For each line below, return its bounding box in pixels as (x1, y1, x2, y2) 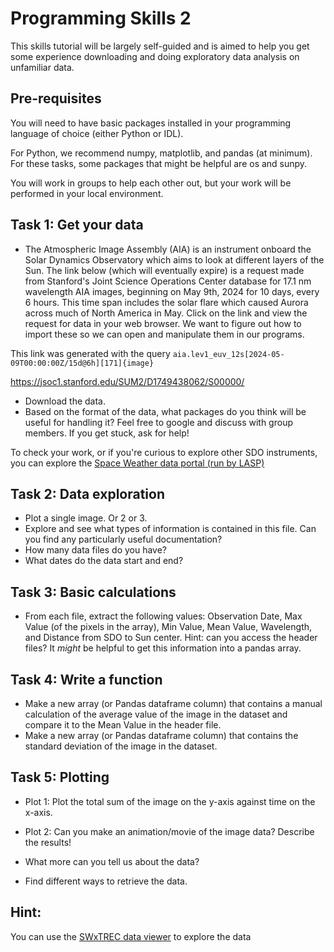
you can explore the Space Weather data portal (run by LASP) (10, 457, 265, 469)
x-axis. (24, 806, 53, 818)
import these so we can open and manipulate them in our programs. (24, 328, 305, 340)
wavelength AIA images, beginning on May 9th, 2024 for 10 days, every (24, 285, 320, 297)
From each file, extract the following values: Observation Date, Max (24, 610, 303, 622)
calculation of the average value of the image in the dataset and (24, 708, 288, 720)
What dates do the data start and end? (24, 555, 184, 567)
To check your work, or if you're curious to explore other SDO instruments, (10, 446, 318, 458)
